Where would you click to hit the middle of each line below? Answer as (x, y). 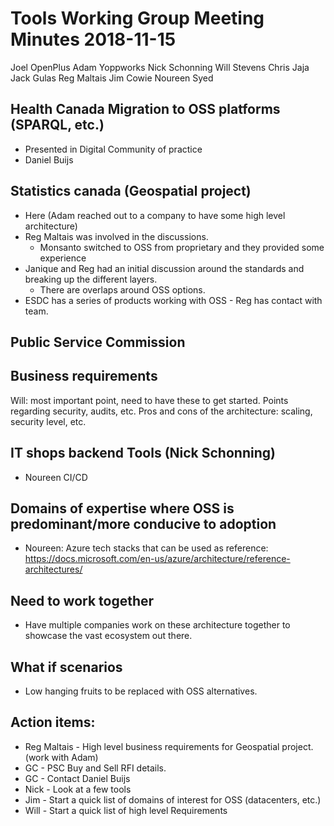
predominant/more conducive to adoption (143, 523)
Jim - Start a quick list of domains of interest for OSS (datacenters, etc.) (173, 799)
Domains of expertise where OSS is (122, 508)
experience (63, 258)
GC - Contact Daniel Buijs (77, 778)
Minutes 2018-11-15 (93, 39)
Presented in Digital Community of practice (113, 149)
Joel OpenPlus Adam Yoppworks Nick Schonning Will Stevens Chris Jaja (160, 67)
